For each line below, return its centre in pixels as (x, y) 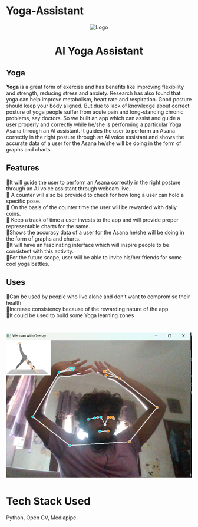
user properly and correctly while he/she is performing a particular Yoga (94, 124)
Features (23, 168)
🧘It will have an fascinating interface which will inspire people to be (88, 245)
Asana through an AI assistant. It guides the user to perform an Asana (91, 130)
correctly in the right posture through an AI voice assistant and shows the (95, 137)
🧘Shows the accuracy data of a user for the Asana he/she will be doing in (95, 232)
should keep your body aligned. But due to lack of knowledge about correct (98, 106)
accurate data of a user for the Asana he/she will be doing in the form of (94, 143)
